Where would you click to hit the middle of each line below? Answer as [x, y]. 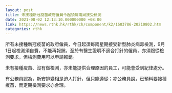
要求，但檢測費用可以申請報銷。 [43, 57]
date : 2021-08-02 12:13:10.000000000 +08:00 [53, 19]
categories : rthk [24, 29]
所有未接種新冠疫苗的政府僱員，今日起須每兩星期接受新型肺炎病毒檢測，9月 [85, 44]
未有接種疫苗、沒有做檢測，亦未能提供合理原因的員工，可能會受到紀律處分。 [86, 68]
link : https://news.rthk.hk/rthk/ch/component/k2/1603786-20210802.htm [83, 24]
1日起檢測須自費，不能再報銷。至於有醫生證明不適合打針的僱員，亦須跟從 [82, 51]
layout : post [19, 10]
